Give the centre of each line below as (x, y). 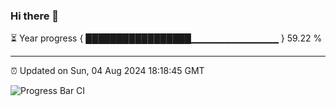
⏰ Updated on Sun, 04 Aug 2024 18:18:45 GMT (107, 71)
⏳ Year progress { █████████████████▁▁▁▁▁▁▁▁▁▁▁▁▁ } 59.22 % (166, 38)
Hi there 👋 (35, 16)
